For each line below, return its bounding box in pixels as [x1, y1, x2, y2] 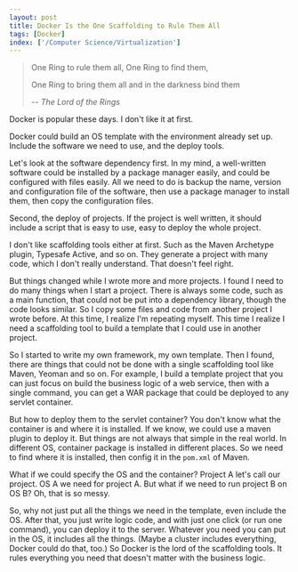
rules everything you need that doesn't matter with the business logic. [9, 552, 266, 563]
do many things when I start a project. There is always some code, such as [9, 286, 284, 296]
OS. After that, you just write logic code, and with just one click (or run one [9, 515, 283, 526]
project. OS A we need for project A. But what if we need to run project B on [9, 479, 287, 489]
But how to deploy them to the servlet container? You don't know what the [9, 415, 282, 425]
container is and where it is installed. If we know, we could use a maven [9, 423, 271, 434]
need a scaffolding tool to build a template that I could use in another [9, 323, 262, 334]
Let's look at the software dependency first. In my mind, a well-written [9, 157, 267, 169]
